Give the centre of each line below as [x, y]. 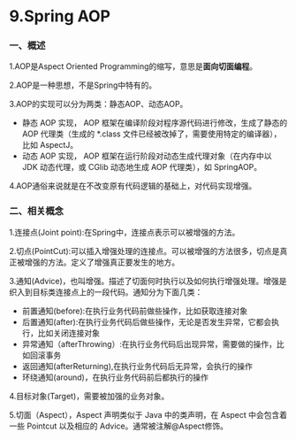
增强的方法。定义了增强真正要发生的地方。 [102, 262]
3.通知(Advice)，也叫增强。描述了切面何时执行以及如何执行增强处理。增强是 [148, 281]
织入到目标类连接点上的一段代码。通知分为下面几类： [106, 292]
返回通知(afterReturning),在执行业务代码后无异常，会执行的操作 [137, 366]
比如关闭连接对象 [68, 333]
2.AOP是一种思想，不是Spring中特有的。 [83, 85]
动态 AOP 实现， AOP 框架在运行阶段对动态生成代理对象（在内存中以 [147, 156]
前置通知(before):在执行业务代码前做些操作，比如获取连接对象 [135, 311]
